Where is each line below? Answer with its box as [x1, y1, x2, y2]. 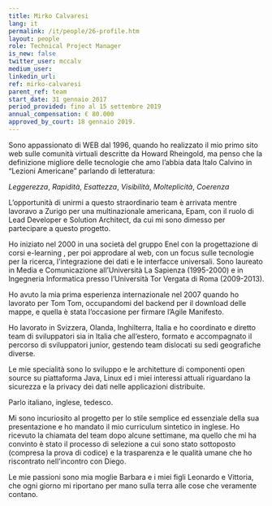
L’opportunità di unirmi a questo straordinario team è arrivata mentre [8, 197, 237, 207]
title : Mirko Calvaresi [8, 11, 89, 20]
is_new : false [8, 50, 57, 58]
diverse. [8, 348, 36, 358]
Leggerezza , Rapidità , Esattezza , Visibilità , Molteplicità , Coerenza [8, 181, 230, 191]
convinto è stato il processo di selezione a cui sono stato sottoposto [8, 438, 236, 448]
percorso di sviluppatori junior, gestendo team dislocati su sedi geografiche [8, 339, 261, 350]
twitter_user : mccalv [8, 58, 82, 66]
